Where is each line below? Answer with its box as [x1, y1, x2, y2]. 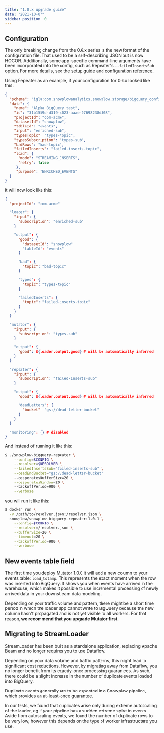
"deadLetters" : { [18, 403, 54, 408]
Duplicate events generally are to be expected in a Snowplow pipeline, [5, 688, 146, 693]
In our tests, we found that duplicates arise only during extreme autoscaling [5, 702, 157, 708]
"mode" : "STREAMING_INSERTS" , [18, 156, 80, 161]
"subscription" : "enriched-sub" [18, 219, 84, 224]
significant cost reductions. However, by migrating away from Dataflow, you [5, 663, 158, 669]
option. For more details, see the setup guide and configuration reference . [5, 68, 154, 74]
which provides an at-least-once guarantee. [5, 693, 94, 699]
